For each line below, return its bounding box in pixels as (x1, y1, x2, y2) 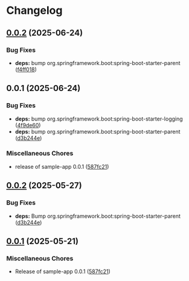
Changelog (6, 4, 63, 17)
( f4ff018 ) (14, 66, 37, 73)
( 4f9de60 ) (14, 121, 41, 128)
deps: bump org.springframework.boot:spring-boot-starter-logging (14, 115, 183, 122)
